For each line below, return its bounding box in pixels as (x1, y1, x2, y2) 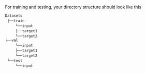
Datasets (5, 13, 23, 18)
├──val (5, 38, 18, 43)
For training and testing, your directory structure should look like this (5, 4, 142, 10)
